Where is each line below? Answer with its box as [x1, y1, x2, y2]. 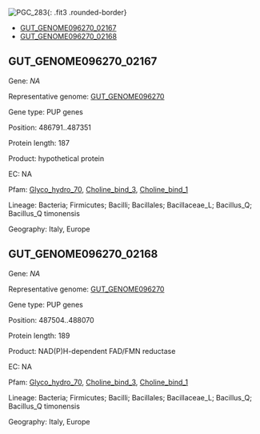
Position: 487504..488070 [8, 315, 94, 324]
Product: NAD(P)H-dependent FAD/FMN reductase [8, 346, 176, 356]
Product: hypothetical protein [8, 153, 105, 163]
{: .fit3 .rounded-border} [46, 8, 127, 17]
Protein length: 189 [8, 331, 70, 340]
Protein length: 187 [8, 138, 70, 147]
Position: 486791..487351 [8, 123, 92, 132]
